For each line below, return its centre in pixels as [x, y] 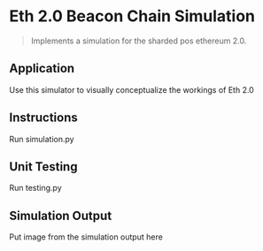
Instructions [43, 118]
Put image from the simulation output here [86, 237]
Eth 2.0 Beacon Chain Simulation [132, 16]
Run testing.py [35, 188]
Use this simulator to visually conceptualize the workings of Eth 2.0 [131, 89]
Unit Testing [43, 167]
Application [42, 68]
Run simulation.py [42, 139]
